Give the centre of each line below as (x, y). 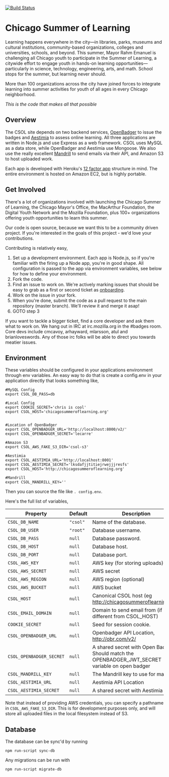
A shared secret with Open (124, 647)
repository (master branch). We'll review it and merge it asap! (76, 306)
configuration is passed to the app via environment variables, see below (87, 268)
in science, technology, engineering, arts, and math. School (92, 68)
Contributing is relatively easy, (36, 248)
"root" (77, 530)
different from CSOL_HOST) (125, 617)
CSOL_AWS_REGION (27, 579)
